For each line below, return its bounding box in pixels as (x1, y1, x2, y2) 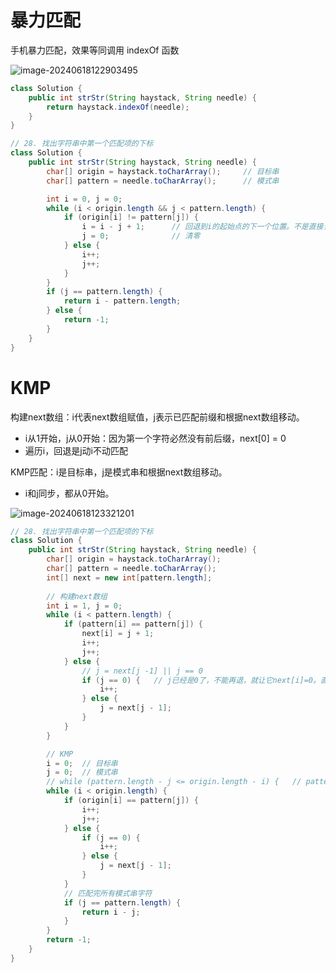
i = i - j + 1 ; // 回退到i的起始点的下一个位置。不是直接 (81, 222, 324, 232)
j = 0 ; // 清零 (81, 231, 201, 241)
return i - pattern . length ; (63, 296, 182, 306)
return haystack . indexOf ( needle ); (46, 102, 190, 112)
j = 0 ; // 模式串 (46, 767, 118, 778)
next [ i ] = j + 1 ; (81, 629, 155, 639)
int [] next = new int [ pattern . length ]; (46, 572, 213, 583)
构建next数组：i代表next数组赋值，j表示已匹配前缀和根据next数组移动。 (10, 411, 305, 423)
